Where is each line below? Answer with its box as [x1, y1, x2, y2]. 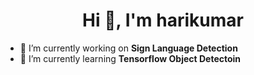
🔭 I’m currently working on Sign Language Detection [19, 42, 238, 54]
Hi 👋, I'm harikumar [82, 9, 244, 32]
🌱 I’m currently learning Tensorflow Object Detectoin [19, 52, 242, 64]
